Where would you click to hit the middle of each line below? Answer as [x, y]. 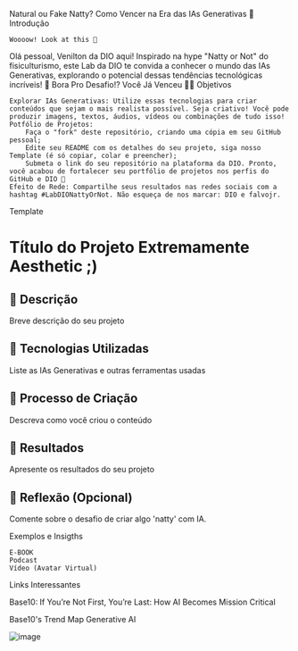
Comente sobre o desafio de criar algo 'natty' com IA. [108, 519]
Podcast [24, 561]
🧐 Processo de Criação [74, 399]
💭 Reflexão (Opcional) [71, 497]
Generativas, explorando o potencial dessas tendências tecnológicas [136, 75]
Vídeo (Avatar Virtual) [54, 568]
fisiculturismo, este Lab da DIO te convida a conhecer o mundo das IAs [140, 66]
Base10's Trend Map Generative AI [73, 620]
